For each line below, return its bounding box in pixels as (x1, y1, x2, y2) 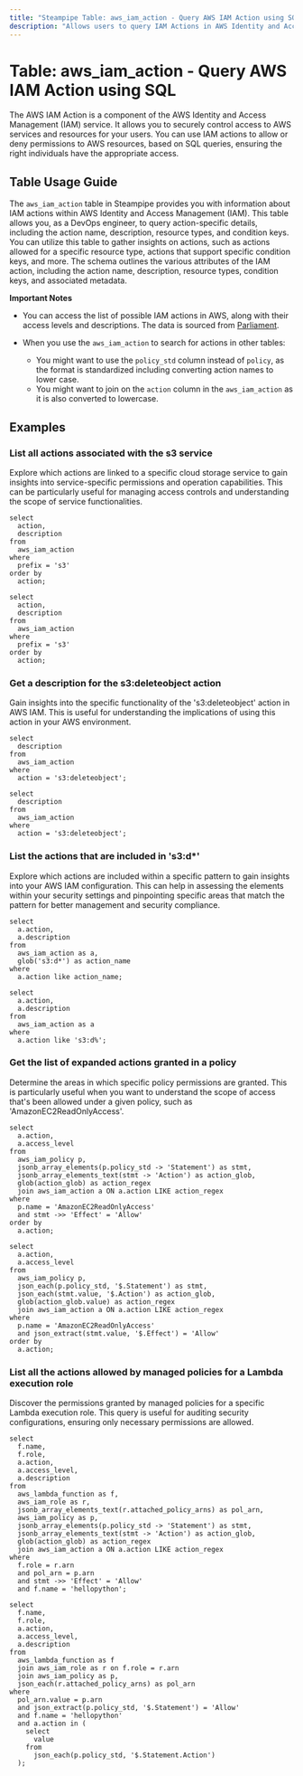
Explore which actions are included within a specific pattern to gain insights (9, 870, 290, 882)
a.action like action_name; (17, 972, 124, 981)
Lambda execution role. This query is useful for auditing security (9, 1407, 250, 1418)
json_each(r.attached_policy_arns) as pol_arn (17, 1679, 196, 1689)
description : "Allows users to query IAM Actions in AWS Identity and (9, 22, 280, 31)
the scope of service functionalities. (9, 496, 142, 506)
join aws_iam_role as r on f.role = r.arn (17, 1664, 179, 1673)
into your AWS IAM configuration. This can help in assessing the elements (9, 880, 284, 891)
